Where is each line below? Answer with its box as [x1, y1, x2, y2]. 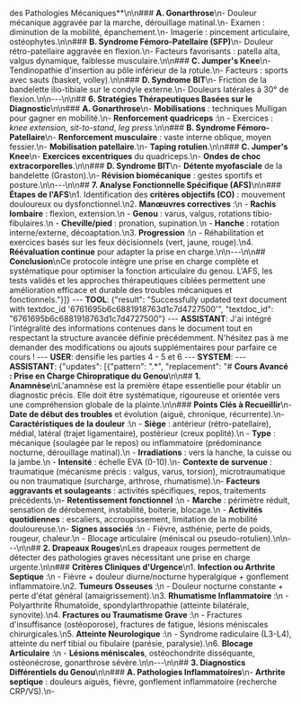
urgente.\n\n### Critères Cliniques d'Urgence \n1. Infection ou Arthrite [9, 562, 276, 572]
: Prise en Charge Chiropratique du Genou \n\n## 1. [9, 370, 201, 381]
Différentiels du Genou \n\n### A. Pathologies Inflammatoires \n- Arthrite [9, 667, 286, 677]
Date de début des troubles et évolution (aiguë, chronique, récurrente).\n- [9, 409, 285, 419]
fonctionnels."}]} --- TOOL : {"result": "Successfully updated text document [9, 294, 288, 305]
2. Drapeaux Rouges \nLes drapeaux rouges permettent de [42, 543, 261, 553]
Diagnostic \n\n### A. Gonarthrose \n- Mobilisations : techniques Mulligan [9, 103, 288, 113]
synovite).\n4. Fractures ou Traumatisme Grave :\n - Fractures [9, 610, 243, 619]
